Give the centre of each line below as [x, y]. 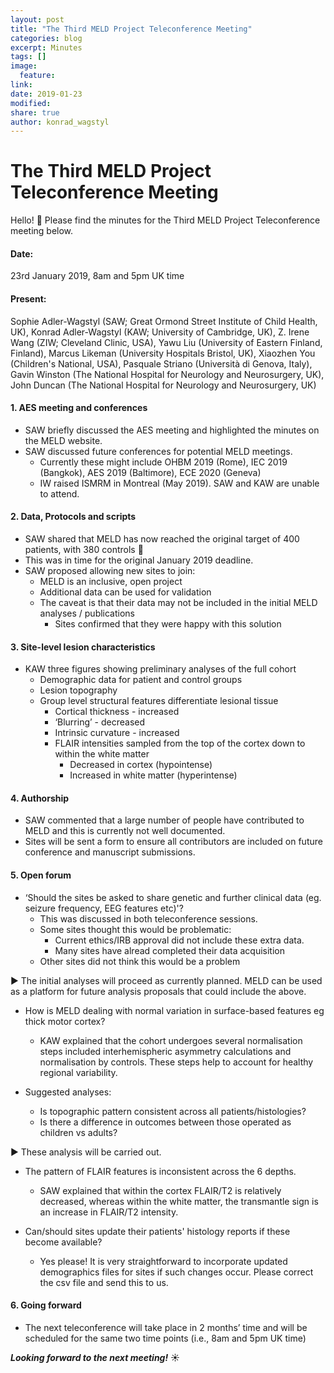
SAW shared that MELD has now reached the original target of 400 [162, 539]
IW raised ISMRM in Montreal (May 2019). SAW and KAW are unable [179, 483]
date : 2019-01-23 [46, 94]
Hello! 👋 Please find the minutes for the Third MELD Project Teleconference [165, 220]
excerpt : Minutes [46, 47]
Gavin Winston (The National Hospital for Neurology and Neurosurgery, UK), [167, 374]
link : [21, 85]
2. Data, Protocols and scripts [73, 517]
